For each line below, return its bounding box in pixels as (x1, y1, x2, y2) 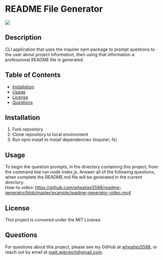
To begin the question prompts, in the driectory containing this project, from (5, 164, 158, 170)
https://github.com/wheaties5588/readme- (35, 184, 121, 191)
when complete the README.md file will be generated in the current (5, 174, 142, 180)
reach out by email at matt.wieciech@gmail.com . (5, 249, 103, 255)
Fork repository (12, 126, 44, 132)
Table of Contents (5, 71, 61, 79)
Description (5, 33, 42, 42)
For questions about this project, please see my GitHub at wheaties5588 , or (5, 244, 158, 250)
